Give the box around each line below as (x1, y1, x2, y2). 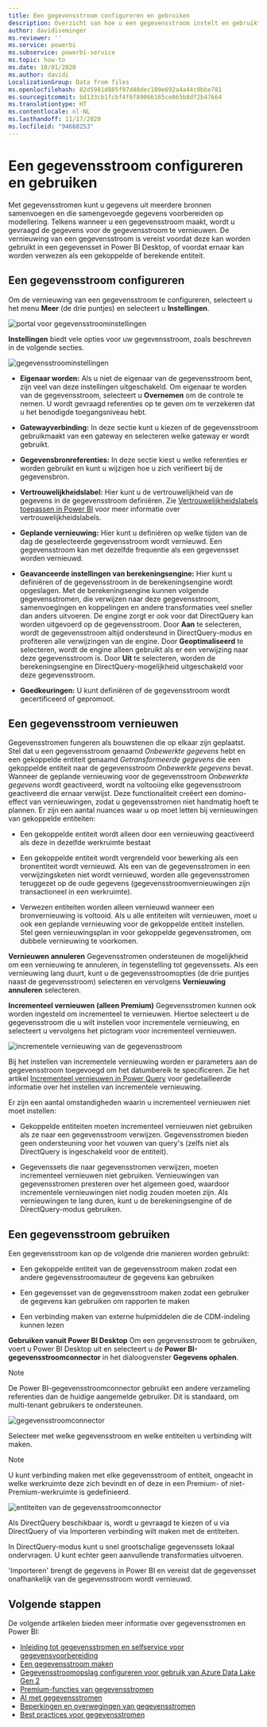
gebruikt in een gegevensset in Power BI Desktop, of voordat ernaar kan (8, 242, 245, 251)
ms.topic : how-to (8, 56, 66, 64)
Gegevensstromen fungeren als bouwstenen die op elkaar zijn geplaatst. (8, 738, 246, 747)
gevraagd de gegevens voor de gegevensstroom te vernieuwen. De (8, 225, 230, 235)
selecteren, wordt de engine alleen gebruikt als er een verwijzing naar (19, 645, 249, 654)
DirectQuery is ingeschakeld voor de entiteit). (19, 1147, 168, 1157)
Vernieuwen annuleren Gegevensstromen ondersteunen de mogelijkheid (8, 952, 249, 961)
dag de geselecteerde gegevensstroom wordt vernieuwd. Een (19, 536, 222, 545)
